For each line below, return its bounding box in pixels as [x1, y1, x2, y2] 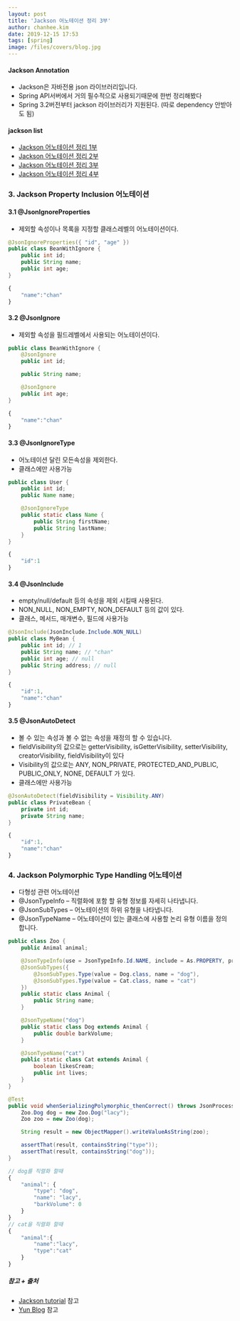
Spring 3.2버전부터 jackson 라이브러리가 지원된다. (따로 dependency [18, 101, 214, 109]
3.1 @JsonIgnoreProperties [8, 207, 91, 216]
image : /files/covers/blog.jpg [8, 44, 101, 51]
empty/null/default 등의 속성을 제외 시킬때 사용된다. [18, 596, 164, 605]
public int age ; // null [21, 655, 95, 662]
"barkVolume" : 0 [33, 1201, 82, 1208]
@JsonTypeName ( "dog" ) [21, 1016, 85, 1024]
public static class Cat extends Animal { [21, 1056, 149, 1064]
